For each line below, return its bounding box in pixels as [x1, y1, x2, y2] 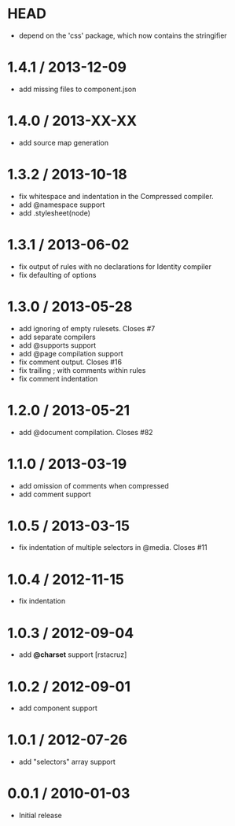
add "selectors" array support [18, 757, 116, 767]
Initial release [18, 811, 62, 820]
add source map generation [18, 138, 109, 147]
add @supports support [18, 340, 97, 350]
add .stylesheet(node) [18, 208, 91, 217]
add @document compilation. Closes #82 [18, 427, 154, 437]
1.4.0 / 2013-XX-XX [7, 112, 138, 130]
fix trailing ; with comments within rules [18, 365, 146, 374]
